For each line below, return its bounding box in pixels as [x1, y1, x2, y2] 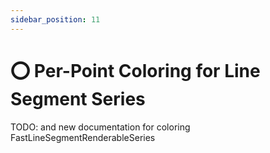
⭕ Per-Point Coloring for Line [10, 59, 261, 82]
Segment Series [10, 87, 146, 110]
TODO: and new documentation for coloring [10, 121, 191, 133]
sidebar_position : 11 [10, 14, 101, 25]
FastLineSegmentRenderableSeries [10, 131, 156, 143]
